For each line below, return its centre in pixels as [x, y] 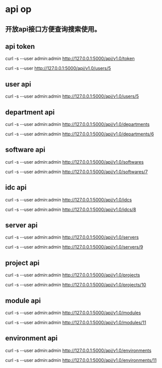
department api [30, 112]
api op [18, 9]
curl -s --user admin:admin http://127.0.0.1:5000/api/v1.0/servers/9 [74, 247]
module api [23, 301]
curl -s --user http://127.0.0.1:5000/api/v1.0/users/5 [58, 68]
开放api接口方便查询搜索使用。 [53, 29]
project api [22, 263]
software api [25, 150]
